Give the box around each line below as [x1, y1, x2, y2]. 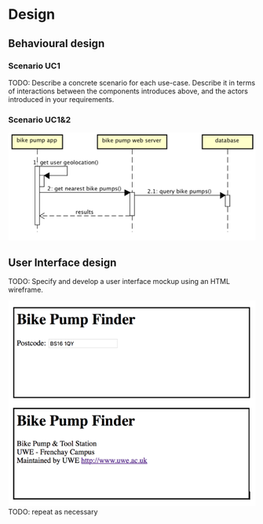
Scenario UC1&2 [8, 114, 71, 125]
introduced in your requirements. [8, 94, 115, 104]
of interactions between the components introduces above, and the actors [8, 86, 249, 96]
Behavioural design [8, 37, 105, 50]
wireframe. [8, 285, 43, 294]
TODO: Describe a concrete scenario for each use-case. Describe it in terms [8, 78, 256, 87]
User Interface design [8, 256, 117, 269]
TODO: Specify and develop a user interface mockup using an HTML [8, 276, 230, 286]
